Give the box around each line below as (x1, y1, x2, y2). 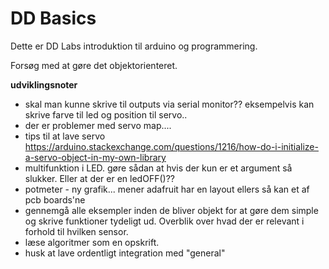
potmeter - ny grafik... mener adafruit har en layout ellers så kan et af (24, 183, 310, 195)
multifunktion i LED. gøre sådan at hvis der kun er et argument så (24, 162, 293, 174)
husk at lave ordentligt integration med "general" (24, 247, 226, 259)
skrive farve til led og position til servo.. (24, 108, 188, 121)
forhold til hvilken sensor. (24, 225, 129, 237)
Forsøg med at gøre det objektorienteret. (10, 59, 178, 71)
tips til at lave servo (24, 130, 106, 142)
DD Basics (10, 7, 97, 30)
